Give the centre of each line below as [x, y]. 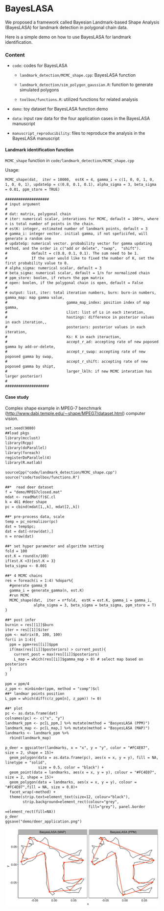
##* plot [14, 708]
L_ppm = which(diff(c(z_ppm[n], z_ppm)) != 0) [53, 699]
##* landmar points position [35, 694]
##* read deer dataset [29, 487]
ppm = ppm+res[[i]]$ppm [34, 645]
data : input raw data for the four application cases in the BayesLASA [81, 118]
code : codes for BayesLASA [40, 66]
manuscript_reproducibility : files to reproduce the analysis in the [79, 133]
